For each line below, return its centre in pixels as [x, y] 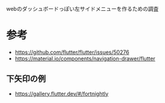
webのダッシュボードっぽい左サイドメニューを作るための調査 [82, 9]
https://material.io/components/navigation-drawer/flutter [85, 58]
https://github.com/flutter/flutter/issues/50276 [72, 52]
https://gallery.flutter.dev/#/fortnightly [62, 93]
